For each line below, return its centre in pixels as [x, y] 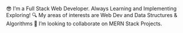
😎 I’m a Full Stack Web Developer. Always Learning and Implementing [91, 9]
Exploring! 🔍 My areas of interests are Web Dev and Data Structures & [92, 15]
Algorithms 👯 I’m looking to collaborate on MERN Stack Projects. [84, 24]
